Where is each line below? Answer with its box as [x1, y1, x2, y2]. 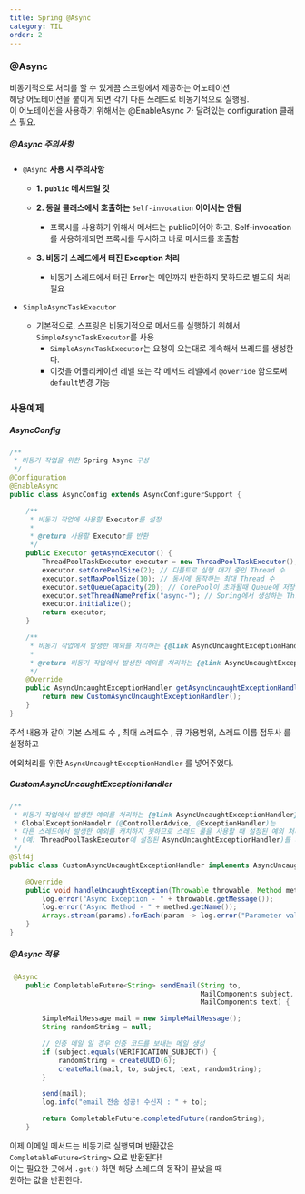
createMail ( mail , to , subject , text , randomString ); [57, 1064, 261, 1074]
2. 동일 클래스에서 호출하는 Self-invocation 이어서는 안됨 [35, 202, 242, 213]
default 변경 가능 [49, 377, 111, 388]
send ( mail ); [42, 1089, 88, 1098]
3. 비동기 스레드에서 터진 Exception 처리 [35, 252, 180, 263]
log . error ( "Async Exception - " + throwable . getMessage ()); [42, 894, 274, 904]
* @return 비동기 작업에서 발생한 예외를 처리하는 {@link [29, 658, 221, 667]
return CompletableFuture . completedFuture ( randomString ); [42, 1114, 266, 1124]
